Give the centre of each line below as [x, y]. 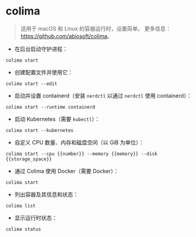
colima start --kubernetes [40, 130]
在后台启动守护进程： [41, 49]
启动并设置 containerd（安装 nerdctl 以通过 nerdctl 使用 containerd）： [103, 95]
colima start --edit [32, 84]
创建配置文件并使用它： [44, 72]
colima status [24, 229]
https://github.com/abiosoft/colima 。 [67, 36]
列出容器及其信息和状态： [46, 194]
